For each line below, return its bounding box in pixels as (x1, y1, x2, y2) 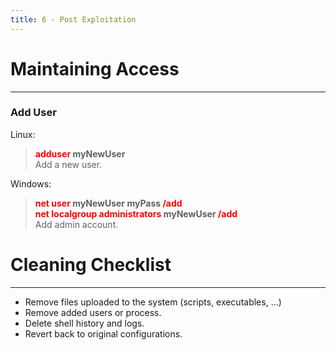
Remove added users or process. (24, 306, 162, 318)
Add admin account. (34, 218, 119, 230)
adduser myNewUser (34, 147, 126, 160)
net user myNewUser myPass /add (34, 197, 183, 209)
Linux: (10, 128, 36, 140)
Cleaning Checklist (10, 254, 172, 276)
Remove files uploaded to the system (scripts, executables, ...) (24, 296, 282, 308)
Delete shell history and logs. (24, 317, 145, 329)
